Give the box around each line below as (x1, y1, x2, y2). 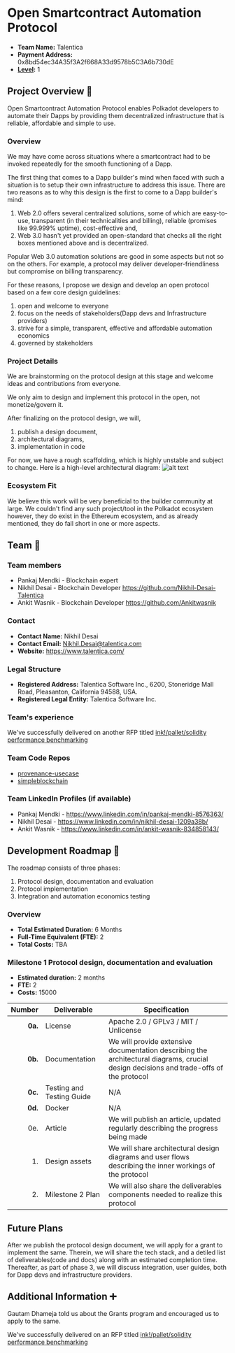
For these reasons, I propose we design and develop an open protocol (7, 281, 210, 289)
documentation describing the (108, 1045, 208, 1055)
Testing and (45, 1083, 84, 1093)
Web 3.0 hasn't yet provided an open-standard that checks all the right (17, 231, 222, 240)
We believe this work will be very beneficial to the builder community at (7, 496, 213, 505)
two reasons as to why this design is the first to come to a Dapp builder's (7, 188, 218, 196)
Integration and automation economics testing (17, 892, 150, 900)
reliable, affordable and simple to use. (7, 119, 116, 127)
